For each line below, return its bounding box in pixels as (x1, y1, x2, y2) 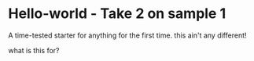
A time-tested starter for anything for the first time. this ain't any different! (8, 30, 247, 40)
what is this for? (8, 45, 61, 55)
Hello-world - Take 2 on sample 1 (8, 5, 226, 23)
